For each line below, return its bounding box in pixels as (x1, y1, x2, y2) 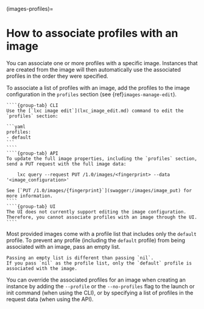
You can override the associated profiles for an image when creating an (6, 276, 186, 283)
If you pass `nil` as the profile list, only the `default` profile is (6, 260, 192, 266)
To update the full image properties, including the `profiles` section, (6, 155, 198, 162)
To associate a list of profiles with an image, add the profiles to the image (6, 84, 190, 91)
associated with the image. (6, 265, 78, 271)
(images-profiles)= (6, 5, 54, 12)
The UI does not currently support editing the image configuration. (6, 209, 187, 215)
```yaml (6, 123, 26, 130)
